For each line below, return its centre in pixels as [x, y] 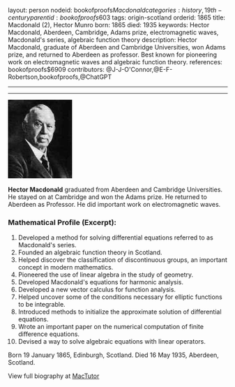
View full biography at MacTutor [54, 376]
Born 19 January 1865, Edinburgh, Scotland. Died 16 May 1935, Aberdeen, [113, 355]
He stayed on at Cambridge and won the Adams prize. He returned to [108, 197]
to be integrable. [41, 305]
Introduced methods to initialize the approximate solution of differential [120, 312]
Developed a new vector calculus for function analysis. [97, 290]
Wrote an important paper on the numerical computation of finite [111, 327]
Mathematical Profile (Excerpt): [62, 222]
